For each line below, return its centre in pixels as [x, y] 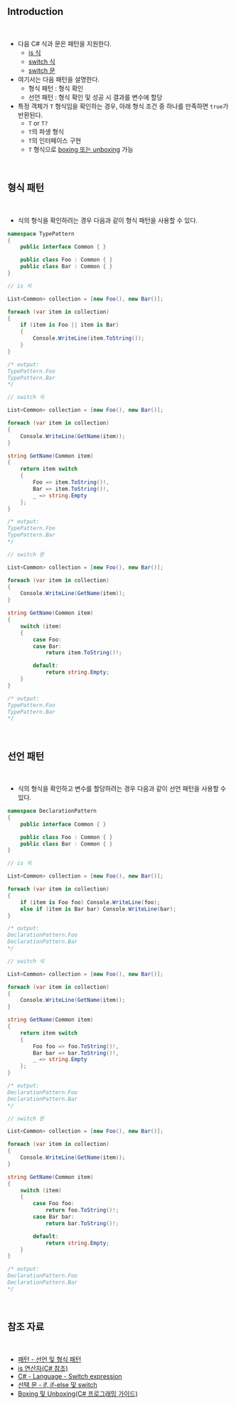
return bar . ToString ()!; [82, 1223]
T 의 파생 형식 [46, 131]
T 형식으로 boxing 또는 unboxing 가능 [81, 149]
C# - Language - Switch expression [70, 1376]
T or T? [38, 123]
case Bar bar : [54, 1217]
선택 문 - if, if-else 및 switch [57, 1384]
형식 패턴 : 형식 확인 [56, 88]
